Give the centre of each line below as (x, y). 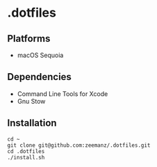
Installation (32, 123)
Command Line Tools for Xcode (63, 94)
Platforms (29, 39)
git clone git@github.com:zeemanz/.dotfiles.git (79, 145)
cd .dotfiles (26, 151)
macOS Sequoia (40, 55)
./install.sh (26, 157)
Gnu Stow (31, 101)
